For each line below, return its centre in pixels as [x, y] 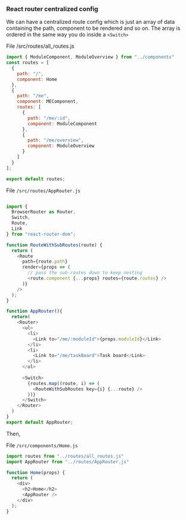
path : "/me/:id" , [49, 118]
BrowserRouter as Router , [44, 212]
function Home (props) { [36, 473]
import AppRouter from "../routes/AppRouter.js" [68, 461]
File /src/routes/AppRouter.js [43, 190]
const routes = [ [28, 63]
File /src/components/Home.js [42, 445]
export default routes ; [36, 179]
